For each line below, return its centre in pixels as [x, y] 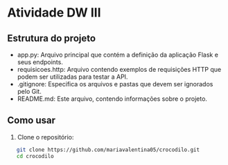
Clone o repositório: [45, 137]
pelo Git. [29, 91]
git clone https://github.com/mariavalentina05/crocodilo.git [108, 150]
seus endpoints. [40, 62]
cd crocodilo [35, 156]
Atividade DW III [54, 13]
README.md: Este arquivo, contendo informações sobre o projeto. [112, 99]
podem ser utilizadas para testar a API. [72, 77]
